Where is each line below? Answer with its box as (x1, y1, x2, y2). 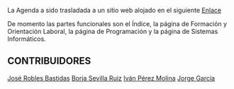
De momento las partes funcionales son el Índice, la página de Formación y (7, 20, 228, 28)
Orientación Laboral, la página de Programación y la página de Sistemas (7, 28, 218, 35)
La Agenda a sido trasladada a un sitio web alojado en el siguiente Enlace (7, 6, 222, 14)
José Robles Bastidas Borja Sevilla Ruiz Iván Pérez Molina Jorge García (7, 73, 215, 82)
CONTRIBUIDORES (7, 55, 91, 67)
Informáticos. (7, 35, 46, 43)
